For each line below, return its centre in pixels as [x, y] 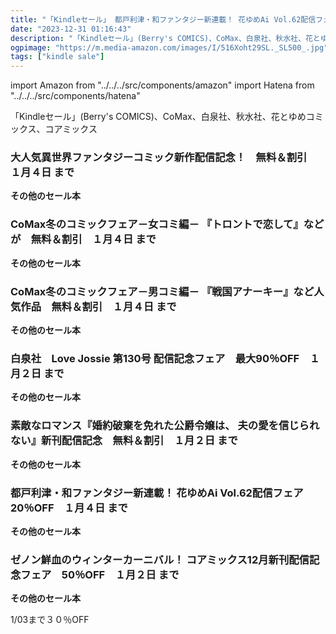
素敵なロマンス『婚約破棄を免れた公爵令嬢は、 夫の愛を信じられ [165, 426]
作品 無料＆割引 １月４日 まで [98, 306]
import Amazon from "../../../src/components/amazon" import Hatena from [162, 85]
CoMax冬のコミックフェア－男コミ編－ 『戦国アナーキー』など [162, 291]
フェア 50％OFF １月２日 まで [100, 574]
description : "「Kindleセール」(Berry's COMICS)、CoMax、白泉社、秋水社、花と [165, 38]
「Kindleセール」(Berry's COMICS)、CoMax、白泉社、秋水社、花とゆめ [158, 117]
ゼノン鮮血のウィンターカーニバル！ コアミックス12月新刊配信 [160, 559]
